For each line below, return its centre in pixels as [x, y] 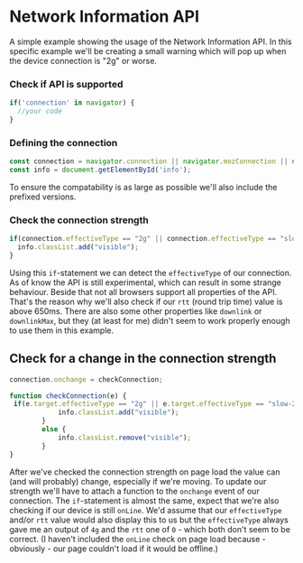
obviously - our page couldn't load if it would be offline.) [114, 549]
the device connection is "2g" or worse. [83, 60]
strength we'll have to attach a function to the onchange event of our [134, 491]
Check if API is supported [66, 84]
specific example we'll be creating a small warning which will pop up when [148, 51]
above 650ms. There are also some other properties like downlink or [136, 311]
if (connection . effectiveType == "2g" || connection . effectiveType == [143, 239]
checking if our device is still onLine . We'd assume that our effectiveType [146, 510]
